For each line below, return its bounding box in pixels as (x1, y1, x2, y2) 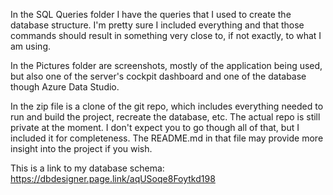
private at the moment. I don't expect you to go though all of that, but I (10, 122, 300, 133)
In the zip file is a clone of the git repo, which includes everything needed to (10, 100, 324, 112)
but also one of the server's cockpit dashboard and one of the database (10, 70, 307, 82)
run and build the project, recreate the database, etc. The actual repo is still (10, 111, 321, 123)
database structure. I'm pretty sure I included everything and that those (10, 19, 305, 31)
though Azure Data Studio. (10, 81, 120, 93)
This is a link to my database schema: (10, 162, 165, 174)
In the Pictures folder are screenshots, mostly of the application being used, (10, 60, 323, 71)
